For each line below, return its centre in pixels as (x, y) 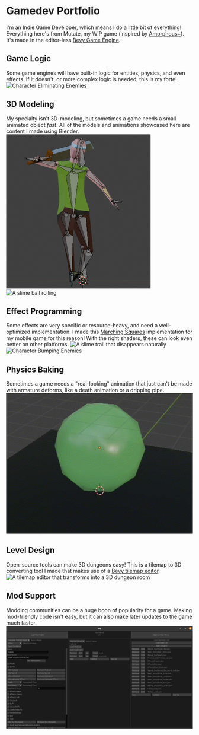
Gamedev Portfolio (53, 11)
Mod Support (31, 596)
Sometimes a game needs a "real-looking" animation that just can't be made (99, 384)
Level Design (31, 550)
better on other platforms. (38, 345)
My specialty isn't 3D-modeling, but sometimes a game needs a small (91, 118)
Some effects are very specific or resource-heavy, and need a (82, 326)
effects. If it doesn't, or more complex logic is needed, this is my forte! (92, 79)
